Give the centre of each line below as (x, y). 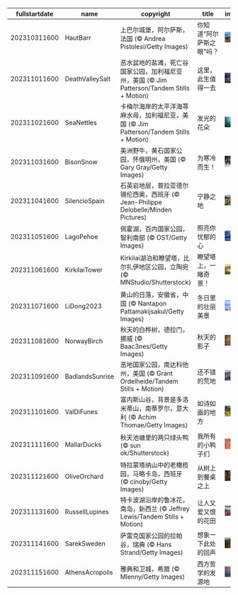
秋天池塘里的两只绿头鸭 (154, 437)
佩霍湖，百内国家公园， (154, 229)
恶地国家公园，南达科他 (154, 364)
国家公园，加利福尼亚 (151, 71)
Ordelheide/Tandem (149, 381)
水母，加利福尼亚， (154, 115)
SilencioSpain (85, 201)
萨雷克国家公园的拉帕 (151, 536)
